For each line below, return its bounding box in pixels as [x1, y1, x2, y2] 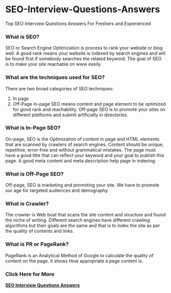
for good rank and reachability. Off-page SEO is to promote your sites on [12, 106, 166, 112]
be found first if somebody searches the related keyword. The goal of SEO [5, 56, 162, 62]
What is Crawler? [5, 200, 49, 207]
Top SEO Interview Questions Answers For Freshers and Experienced [5, 20, 151, 27]
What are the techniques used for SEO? [5, 74, 105, 81]
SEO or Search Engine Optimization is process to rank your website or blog [5, 45, 163, 51]
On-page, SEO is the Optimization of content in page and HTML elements [5, 136, 160, 142]
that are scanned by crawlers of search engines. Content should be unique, [5, 141, 164, 148]
